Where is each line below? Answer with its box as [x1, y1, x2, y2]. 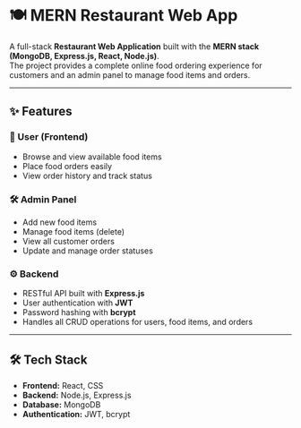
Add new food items [21, 217, 97, 227]
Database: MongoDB [21, 399, 101, 410]
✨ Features [9, 104, 73, 119]
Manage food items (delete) [21, 226, 125, 236]
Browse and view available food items [21, 151, 163, 162]
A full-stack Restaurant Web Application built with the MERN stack [9, 40, 260, 52]
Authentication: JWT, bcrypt [21, 409, 131, 420]
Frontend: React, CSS [21, 381, 104, 391]
